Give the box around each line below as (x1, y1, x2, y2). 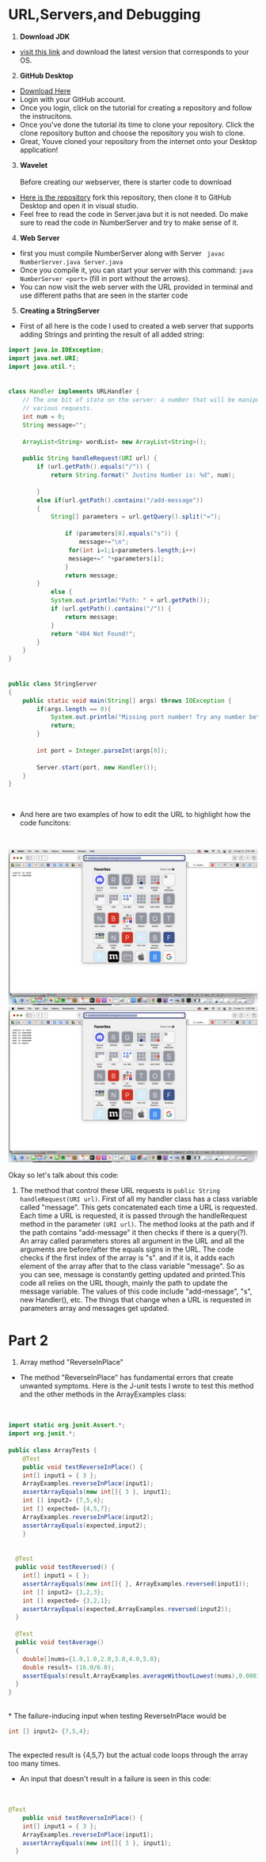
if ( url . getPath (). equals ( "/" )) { (36, 463, 150, 471)
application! (19, 145, 59, 154)
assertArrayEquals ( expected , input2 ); (22, 1522, 147, 1529)
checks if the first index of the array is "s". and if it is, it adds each (19, 1253, 235, 1263)
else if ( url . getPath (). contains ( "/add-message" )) (36, 496, 203, 504)
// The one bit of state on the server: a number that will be (22, 396, 236, 405)
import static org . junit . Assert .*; (8, 1421, 126, 1430)
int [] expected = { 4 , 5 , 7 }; (22, 1505, 112, 1513)
